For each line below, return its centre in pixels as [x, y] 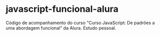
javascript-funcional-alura [62, 9]
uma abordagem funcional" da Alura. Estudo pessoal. [61, 28]
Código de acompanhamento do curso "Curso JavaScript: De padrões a [80, 23]
